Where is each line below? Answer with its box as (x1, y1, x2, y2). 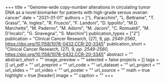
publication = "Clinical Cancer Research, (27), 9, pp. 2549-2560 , (5, 36, 137, 41)
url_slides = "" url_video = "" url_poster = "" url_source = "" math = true (5, 67, 150, 73)
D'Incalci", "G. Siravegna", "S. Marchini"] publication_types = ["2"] (5, 31, 140, 36)
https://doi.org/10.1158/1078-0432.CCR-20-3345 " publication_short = (5, 41, 146, 46)
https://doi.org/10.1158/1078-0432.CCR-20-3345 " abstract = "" (5, 51, 133, 57)
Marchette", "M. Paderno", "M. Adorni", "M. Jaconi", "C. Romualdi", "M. (5, 25, 150, 31)
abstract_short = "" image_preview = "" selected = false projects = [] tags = (5, 57, 159, 62)
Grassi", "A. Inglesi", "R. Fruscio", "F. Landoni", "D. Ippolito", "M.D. (5, 20, 138, 26)
